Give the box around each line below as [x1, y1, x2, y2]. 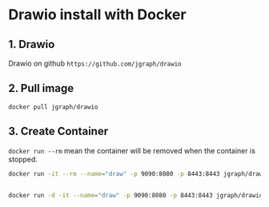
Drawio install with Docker [8, 6, 187, 24]
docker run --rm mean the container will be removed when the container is [8, 145, 256, 155]
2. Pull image [8, 82, 74, 95]
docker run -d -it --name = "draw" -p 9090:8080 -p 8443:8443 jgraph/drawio [8, 191, 263, 199]
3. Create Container [8, 125, 109, 138]
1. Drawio [8, 38, 55, 51]
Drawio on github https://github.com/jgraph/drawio [8, 58, 182, 68]
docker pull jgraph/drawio [8, 102, 98, 111]
